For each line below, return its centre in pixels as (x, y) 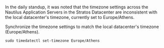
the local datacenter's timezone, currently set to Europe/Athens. (70, 17)
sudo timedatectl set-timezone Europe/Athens (52, 41)
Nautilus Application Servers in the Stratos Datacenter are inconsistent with (81, 12)
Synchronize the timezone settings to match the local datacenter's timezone (82, 27)
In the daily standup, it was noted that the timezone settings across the (77, 7)
